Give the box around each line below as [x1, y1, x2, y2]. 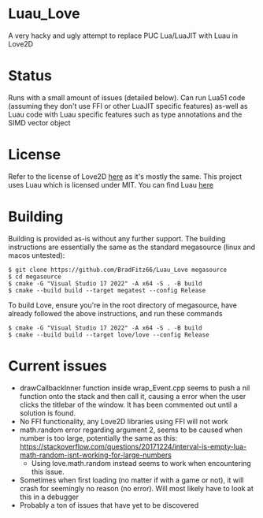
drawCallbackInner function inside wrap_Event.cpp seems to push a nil [19, 383, 250, 393]
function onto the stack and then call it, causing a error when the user [19, 391, 246, 401]
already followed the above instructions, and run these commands [8, 308, 223, 318]
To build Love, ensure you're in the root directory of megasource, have [8, 300, 238, 310]
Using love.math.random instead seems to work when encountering [31, 458, 252, 468]
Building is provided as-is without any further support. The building [8, 233, 226, 243]
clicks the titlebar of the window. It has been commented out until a [19, 400, 238, 409]
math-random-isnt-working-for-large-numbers [19, 450, 172, 460]
